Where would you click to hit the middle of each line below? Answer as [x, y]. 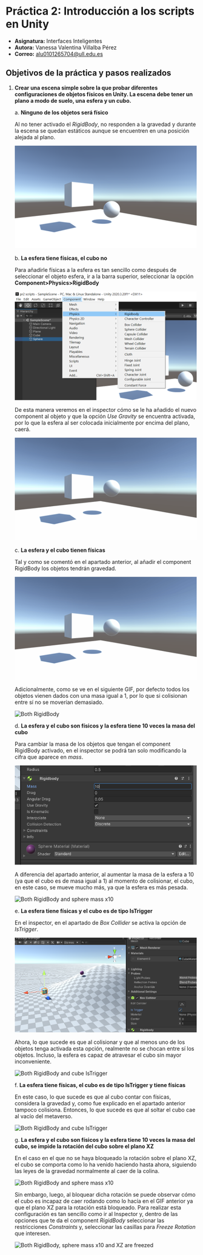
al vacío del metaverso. [44, 1116]
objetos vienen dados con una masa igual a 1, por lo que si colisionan [101, 696]
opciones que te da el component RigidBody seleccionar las [89, 1220]
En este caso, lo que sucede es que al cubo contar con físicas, [93, 1097]
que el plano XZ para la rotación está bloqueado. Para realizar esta [98, 1207]
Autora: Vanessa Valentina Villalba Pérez [65, 47]
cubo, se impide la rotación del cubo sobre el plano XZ [84, 1146]
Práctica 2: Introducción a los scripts [100, 11]
